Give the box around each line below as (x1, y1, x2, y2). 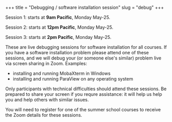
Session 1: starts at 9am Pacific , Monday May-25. (5, 14, 110, 20)
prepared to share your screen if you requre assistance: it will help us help (5, 91, 162, 97)
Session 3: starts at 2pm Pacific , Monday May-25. (5, 34, 111, 40)
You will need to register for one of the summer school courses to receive (5, 107, 161, 112)
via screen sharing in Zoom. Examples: (5, 60, 87, 66)
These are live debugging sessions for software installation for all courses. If (5, 44, 167, 50)
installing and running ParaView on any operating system (12, 76, 133, 82)
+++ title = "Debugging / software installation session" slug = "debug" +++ (5, 5, 164, 10)
